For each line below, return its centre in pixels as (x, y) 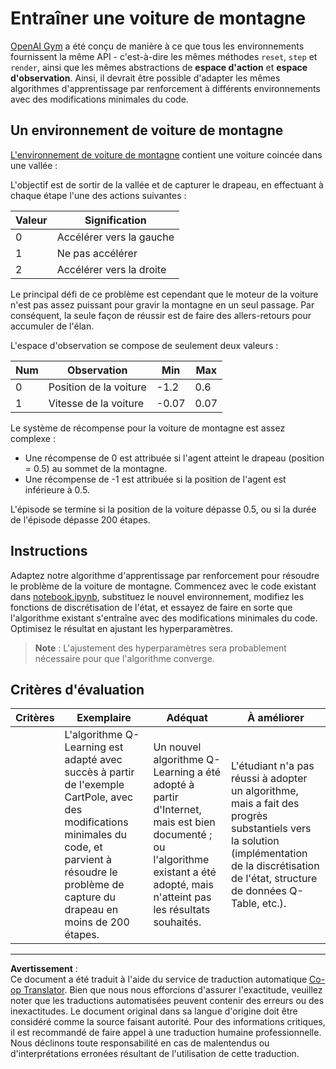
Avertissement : (44, 969)
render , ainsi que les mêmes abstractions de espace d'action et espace (159, 67)
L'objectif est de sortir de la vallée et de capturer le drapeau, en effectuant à (167, 184)
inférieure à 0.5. (57, 489)
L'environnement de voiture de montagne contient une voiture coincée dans (166, 154)
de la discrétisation (275, 866)
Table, (245, 904)
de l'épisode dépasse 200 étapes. (80, 519)
